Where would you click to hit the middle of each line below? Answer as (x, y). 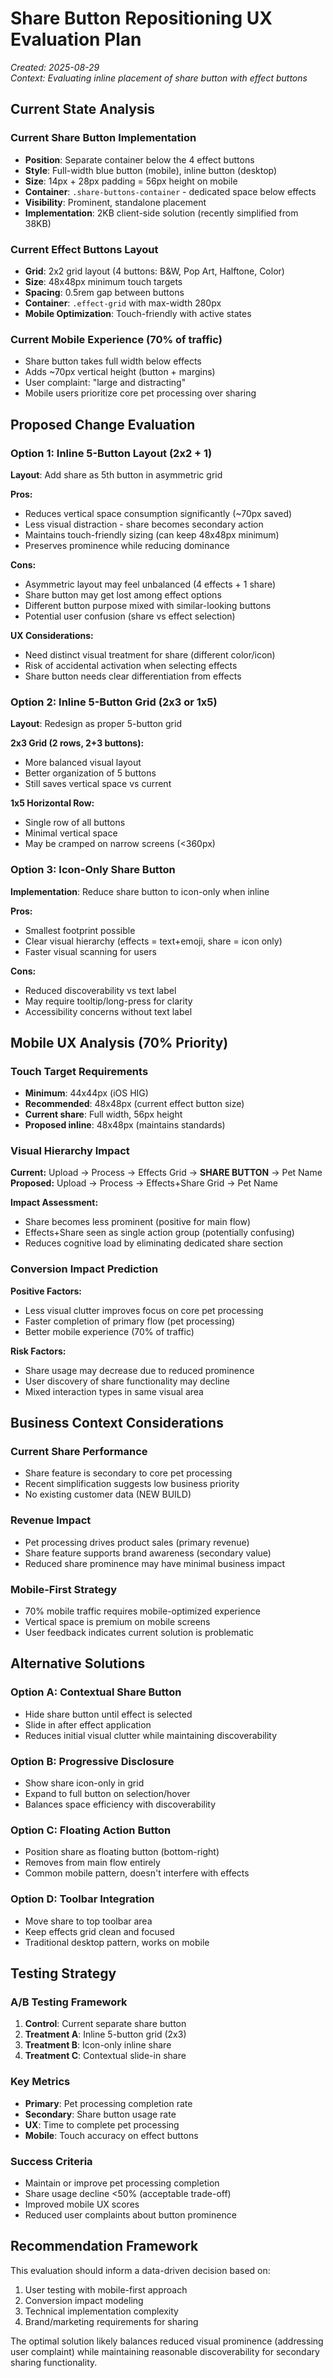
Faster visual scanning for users (90, 951)
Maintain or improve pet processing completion (122, 2183)
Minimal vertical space (71, 833)
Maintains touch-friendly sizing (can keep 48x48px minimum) (152, 534)
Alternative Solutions (78, 1663)
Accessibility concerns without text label (108, 1011)
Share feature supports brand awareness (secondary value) (148, 1553)
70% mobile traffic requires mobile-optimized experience (142, 1611)
